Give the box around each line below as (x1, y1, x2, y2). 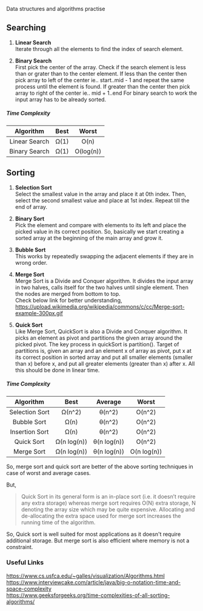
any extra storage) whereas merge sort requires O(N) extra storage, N (21, 499, 196, 507)
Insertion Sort (10, 428, 49, 436)
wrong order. (15, 259, 48, 266)
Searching (6, 22, 47, 33)
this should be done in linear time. (15, 366, 100, 374)
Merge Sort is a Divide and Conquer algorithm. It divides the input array (15, 277, 194, 284)
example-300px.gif (15, 309, 64, 316)
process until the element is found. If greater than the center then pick (15, 83, 190, 90)
